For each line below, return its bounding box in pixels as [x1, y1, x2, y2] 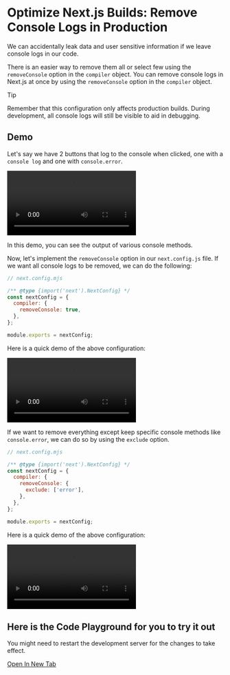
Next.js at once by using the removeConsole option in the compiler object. [7, 77, 213, 85]
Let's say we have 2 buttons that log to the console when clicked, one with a [7, 149, 223, 158]
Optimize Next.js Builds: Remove [7, 5, 198, 21]
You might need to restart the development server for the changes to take [7, 639, 216, 647]
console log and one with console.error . [7, 157, 123, 165]
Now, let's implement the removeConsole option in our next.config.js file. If [7, 254, 218, 262]
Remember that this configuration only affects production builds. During [7, 104, 211, 112]
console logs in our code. [7, 50, 79, 58]
